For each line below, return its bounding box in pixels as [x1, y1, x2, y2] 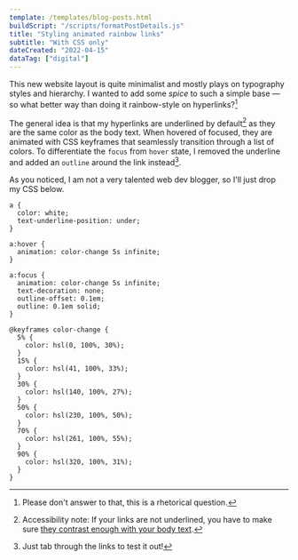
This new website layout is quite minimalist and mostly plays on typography [9, 79, 286, 89]
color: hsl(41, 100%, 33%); [25, 364, 129, 373]
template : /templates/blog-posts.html [9, 12, 153, 22]
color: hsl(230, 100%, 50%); [25, 411, 133, 420]
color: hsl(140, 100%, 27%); [25, 388, 133, 396]
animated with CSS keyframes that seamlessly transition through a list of [9, 137, 275, 148]
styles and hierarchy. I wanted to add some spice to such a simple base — [9, 88, 281, 99]
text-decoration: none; [17, 286, 105, 295]
